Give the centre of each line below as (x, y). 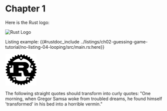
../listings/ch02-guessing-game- (114, 42)
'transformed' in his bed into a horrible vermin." (54, 104)
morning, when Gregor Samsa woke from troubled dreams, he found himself (84, 99)
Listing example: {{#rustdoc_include (42, 42)
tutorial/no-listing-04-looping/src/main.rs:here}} (55, 47)
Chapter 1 (25, 9)
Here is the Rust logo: (27, 22)
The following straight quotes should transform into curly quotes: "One (78, 93)
